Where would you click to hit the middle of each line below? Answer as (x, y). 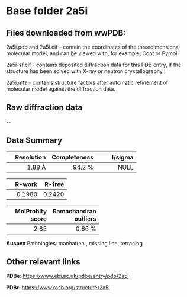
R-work (26, 184)
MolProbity (31, 211)
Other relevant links (43, 262)
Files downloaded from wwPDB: (66, 33)
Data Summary (34, 140)
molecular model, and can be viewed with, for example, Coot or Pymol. (93, 53)
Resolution (30, 157)
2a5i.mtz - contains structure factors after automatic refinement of (87, 82)
